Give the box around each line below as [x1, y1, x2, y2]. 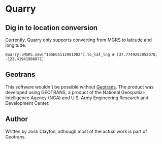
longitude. [5, 42, 26, 48]
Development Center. [5, 100, 50, 106]
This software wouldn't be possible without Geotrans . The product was [5, 83, 154, 90]
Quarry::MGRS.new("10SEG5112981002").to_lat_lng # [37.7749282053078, [5, 52, 158, 57]
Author [5, 115, 28, 124]
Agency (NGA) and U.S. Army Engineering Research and [30, 95, 149, 101]
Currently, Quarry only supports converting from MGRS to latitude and [5, 37, 152, 43]
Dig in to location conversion [5, 23, 98, 32]
